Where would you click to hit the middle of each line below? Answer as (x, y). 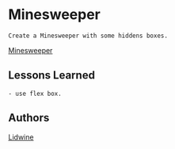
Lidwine (21, 137)
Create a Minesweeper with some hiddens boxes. (88, 36)
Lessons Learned (51, 76)
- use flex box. (35, 94)
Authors (29, 118)
